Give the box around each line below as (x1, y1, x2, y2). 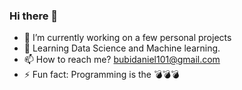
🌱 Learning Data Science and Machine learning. (23, 42, 221, 54)
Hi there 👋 (9, 9, 59, 23)
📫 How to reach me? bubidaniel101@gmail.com (23, 54, 221, 66)
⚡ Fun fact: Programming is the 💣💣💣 (23, 69, 180, 81)
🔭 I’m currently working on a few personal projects (23, 32, 232, 44)
